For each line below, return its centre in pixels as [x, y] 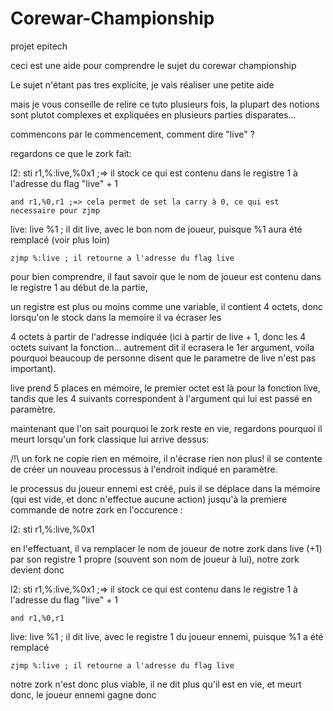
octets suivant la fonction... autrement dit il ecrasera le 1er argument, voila [162, 347]
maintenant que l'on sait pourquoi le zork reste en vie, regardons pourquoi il [166, 428]
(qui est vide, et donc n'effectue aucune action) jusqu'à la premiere [149, 499]
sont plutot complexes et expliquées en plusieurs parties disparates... [153, 114]
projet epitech [39, 46]
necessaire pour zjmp [55, 210]
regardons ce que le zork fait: [71, 153]
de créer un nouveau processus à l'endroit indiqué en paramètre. [144, 469]
